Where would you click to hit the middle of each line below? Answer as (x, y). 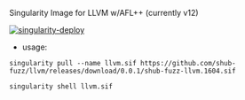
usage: (35, 47)
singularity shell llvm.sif (61, 87)
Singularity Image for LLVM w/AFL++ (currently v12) (104, 13)
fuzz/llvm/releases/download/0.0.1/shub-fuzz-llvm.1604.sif (123, 71)
